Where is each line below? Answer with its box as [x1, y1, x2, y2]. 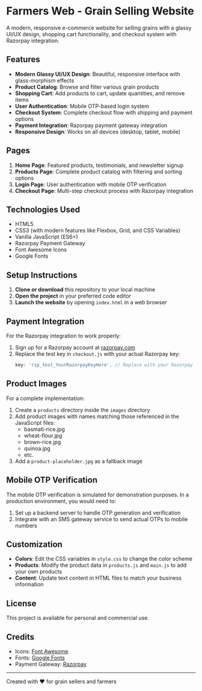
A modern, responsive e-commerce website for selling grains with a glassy [6, 24, 192, 31]
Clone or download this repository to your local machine [14, 286, 156, 293]
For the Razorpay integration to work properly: [6, 333, 121, 339]
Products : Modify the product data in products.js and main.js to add [14, 561, 187, 569]
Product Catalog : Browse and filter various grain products [14, 83, 159, 90]
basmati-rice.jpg [23, 425, 65, 433]
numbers [14, 522, 38, 529]
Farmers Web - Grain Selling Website [6, 4, 194, 18]
